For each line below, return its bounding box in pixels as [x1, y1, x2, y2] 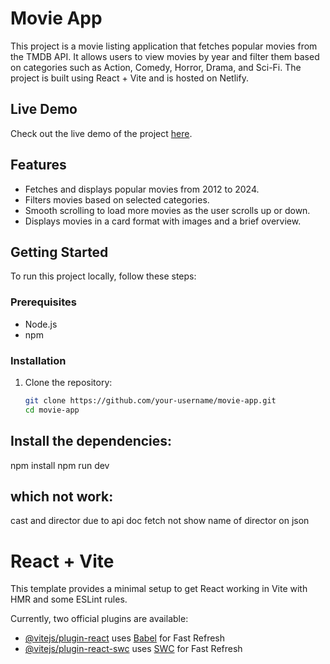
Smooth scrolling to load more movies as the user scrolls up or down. [24, 204, 311, 216]
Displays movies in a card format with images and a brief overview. [24, 215, 302, 227]
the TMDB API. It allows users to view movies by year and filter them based [10, 50, 320, 62]
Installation [10, 353, 67, 367]
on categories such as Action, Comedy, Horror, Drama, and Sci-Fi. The [10, 61, 302, 73]
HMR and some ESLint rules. [10, 593, 128, 606]
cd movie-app [24, 405, 80, 415]
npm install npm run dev [10, 459, 110, 471]
